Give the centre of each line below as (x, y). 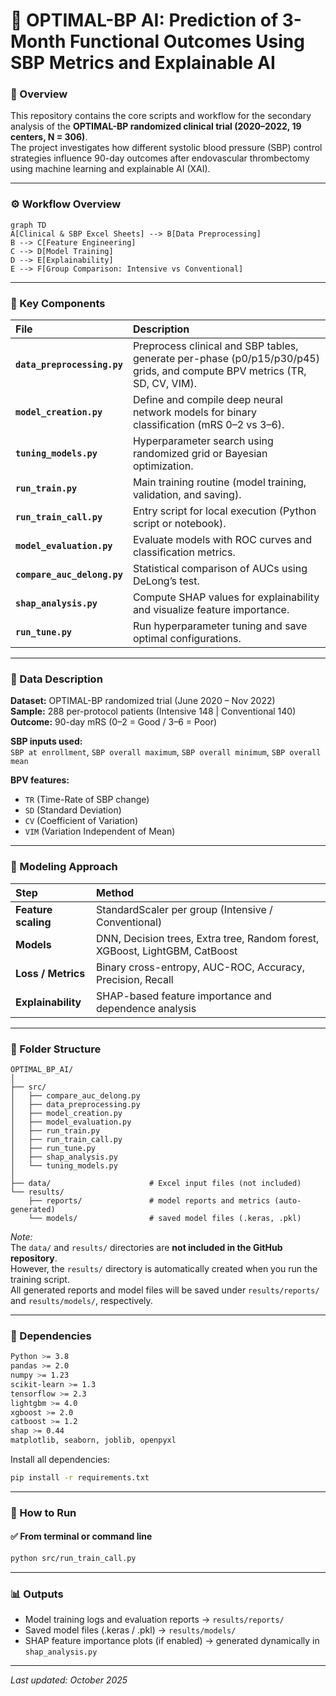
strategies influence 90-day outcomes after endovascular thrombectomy (160, 158)
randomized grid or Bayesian (200, 454)
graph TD (28, 225)
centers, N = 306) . (49, 137)
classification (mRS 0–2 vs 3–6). (208, 425)
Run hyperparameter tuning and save (220, 626)
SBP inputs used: (46, 741)
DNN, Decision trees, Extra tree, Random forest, (207, 938)
